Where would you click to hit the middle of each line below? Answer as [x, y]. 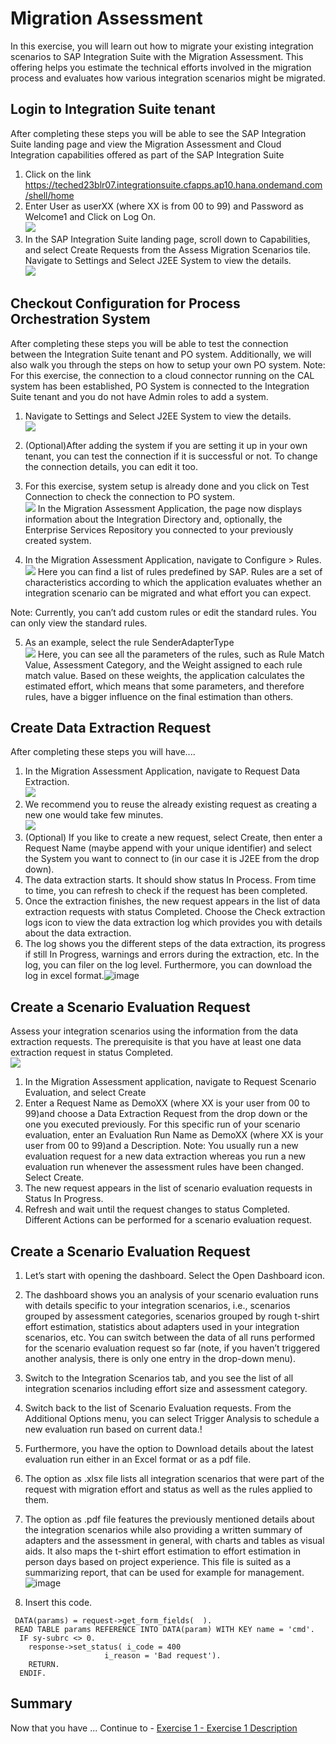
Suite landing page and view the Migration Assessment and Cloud [146, 144]
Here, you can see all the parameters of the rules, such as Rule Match [181, 654]
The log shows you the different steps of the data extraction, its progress [175, 944]
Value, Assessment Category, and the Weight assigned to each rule [163, 664]
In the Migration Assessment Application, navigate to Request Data [162, 771]
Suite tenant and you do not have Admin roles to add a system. [139, 396]
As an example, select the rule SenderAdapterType [129, 642]
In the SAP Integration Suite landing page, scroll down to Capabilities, [167, 239]
